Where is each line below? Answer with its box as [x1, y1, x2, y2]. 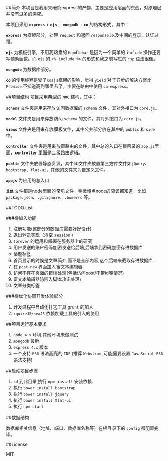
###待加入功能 [6, 215, 37, 221]
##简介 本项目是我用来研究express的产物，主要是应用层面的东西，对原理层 [6, 5, 162, 10]
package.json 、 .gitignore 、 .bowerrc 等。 [6, 194, 93, 200]
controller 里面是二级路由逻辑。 [15, 149, 83, 156]
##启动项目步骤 [6, 368, 38, 374]
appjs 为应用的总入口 [6, 177, 49, 183]
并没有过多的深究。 [6, 11, 46, 17]
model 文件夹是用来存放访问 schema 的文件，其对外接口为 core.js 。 [6, 116, 144, 121]
